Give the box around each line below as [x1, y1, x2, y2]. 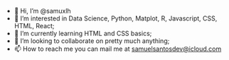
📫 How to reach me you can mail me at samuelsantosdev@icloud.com [14, 44, 222, 53]
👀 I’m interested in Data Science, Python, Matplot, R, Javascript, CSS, [14, 14, 218, 23]
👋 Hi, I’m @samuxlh [14, 7, 71, 15]
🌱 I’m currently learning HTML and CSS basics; [14, 29, 152, 37]
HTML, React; [14, 22, 55, 30]
